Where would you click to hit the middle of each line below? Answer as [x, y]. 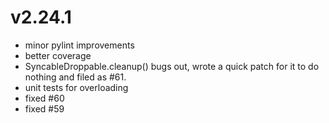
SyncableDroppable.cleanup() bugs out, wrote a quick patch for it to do [172, 66]
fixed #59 [44, 108]
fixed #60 [44, 98]
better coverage [58, 55]
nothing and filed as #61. [75, 77]
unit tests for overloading [76, 87]
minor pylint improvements [79, 45]
